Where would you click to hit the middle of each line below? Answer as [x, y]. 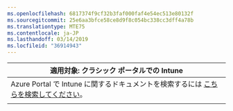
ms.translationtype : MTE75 [46, 26]
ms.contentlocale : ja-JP [43, 33]
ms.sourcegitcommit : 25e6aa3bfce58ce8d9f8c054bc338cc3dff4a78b [101, 20]
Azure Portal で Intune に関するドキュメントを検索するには [106, 84]
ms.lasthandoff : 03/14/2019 [48, 40]
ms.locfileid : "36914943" [44, 46]
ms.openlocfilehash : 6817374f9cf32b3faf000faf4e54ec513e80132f [101, 14]
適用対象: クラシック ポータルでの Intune [116, 70]
